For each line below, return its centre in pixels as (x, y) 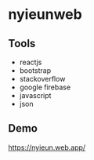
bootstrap (35, 71)
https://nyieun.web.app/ (47, 147)
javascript (35, 95)
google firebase (45, 87)
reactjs (31, 62)
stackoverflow (42, 79)
